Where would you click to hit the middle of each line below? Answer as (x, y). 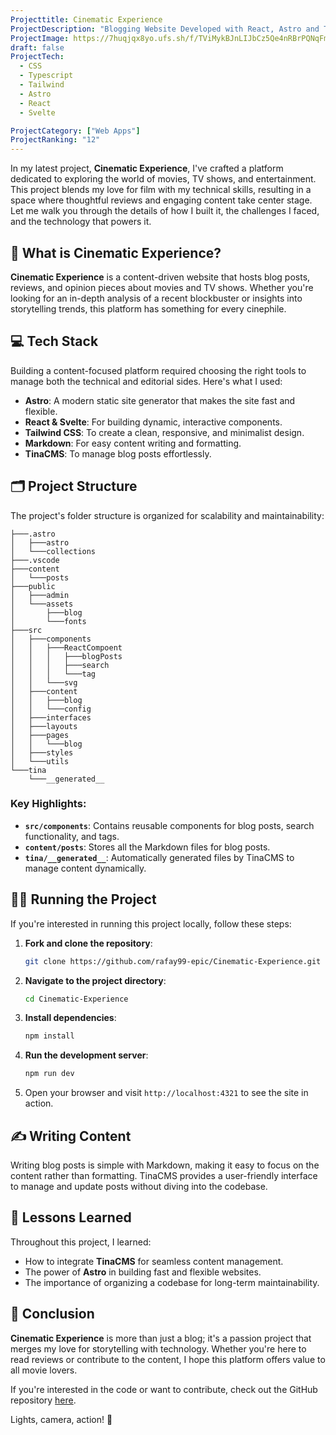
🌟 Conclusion (52, 1314)
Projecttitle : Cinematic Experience (86, 19)
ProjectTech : (37, 57)
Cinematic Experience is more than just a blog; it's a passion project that (161, 1338)
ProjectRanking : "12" (55, 140)
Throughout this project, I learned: (81, 1242)
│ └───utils (40, 761)
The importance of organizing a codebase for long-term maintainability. (172, 1282)
